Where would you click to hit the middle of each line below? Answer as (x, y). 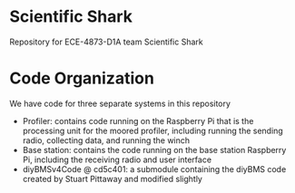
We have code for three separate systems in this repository (120, 103)
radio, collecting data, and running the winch (106, 140)
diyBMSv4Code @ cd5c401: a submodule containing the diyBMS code (154, 169)
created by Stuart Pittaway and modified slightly (112, 179)
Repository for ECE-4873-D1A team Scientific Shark (106, 42)
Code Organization (82, 78)
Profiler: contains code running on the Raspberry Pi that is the (138, 121)
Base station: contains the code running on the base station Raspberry (154, 150)
